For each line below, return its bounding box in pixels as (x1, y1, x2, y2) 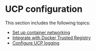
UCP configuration (5, 3, 83, 15)
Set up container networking (12, 29, 70, 35)
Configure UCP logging (12, 40, 60, 46)
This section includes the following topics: (5, 20, 91, 26)
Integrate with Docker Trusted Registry (12, 35, 91, 41)
